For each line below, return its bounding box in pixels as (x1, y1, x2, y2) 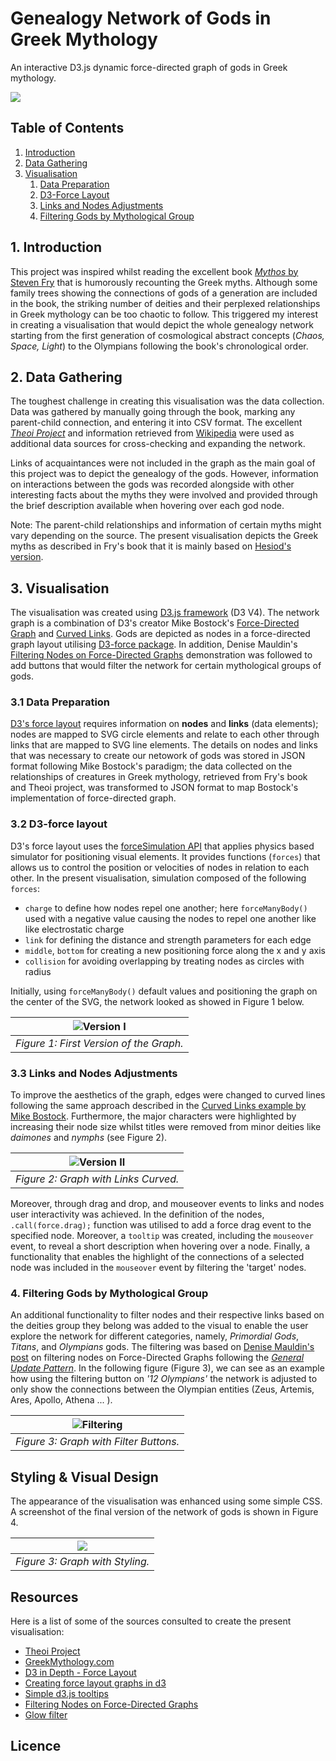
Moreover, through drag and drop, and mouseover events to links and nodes (10, 1198, 325, 1210)
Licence (10, 1738, 62, 1755)
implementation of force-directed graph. (10, 792, 177, 804)
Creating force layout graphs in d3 (24, 1677, 167, 1689)
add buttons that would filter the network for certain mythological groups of (10, 660, 322, 672)
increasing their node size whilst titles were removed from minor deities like (10, 1121, 322, 1133)
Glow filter (24, 1709, 68, 1721)
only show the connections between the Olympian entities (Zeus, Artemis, (10, 1383, 315, 1396)
